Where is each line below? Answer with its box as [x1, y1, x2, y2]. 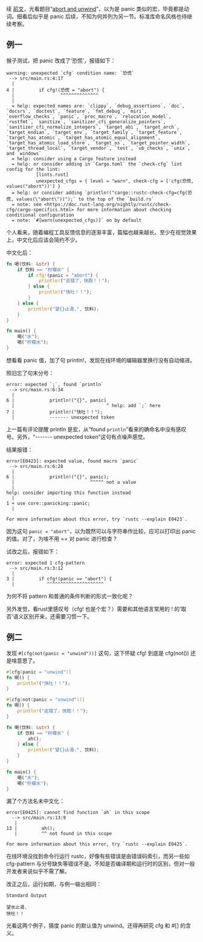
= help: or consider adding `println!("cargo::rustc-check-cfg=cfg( [11, 190, 188, 196]
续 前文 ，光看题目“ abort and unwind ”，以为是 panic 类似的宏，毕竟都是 [6, 5, 184, 12]
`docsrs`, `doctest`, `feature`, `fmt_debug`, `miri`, [6, 108, 147, 114]
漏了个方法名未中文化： [6, 798, 65, 805]
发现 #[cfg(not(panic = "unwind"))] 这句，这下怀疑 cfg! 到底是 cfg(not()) [6, 649, 189, 656]
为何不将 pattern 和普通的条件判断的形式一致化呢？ [6, 592, 134, 600]
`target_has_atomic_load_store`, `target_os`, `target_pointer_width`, [6, 139, 190, 146]
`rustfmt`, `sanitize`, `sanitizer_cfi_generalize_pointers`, [6, 118, 166, 125]
